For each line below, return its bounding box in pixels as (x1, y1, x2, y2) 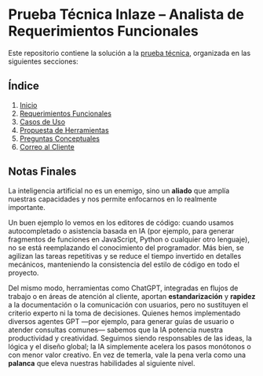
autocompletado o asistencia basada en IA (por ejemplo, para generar (8, 226, 235, 235)
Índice (8, 79, 39, 93)
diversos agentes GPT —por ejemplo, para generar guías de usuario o (8, 316, 235, 326)
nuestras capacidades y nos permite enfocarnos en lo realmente (8, 194, 217, 204)
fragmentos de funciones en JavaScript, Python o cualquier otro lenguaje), (8, 234, 250, 244)
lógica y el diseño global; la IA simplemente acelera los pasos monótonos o (8, 341, 251, 351)
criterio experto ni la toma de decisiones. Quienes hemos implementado (8, 308, 241, 318)
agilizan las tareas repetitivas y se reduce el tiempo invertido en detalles (8, 251, 242, 260)
